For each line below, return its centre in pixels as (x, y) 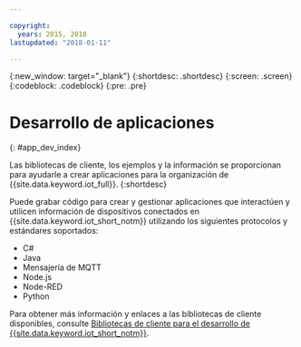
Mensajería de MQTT (62, 267)
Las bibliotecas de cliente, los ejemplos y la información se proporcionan (146, 165)
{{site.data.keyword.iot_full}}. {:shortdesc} (88, 184)
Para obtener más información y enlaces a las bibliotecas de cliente (136, 314)
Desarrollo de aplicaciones (112, 122)
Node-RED (43, 287)
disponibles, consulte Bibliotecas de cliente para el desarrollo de (130, 323)
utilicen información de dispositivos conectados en (104, 212)
